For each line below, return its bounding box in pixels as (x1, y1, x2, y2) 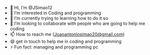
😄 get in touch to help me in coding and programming (9, 39, 121, 44)
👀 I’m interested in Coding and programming (9, 10, 101, 16)
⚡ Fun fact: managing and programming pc (9, 44, 98, 50)
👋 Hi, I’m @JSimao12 (9, 5, 52, 10)
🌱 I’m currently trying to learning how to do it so (9, 15, 108, 21)
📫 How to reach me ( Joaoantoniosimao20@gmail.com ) (9, 31, 125, 37)
